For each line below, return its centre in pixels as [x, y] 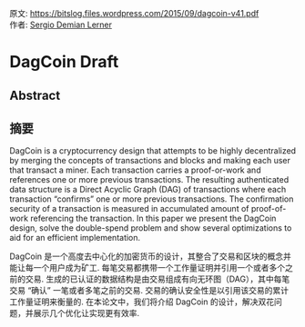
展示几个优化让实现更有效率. [86, 313]
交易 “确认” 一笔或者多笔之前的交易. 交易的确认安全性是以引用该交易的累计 [149, 291]
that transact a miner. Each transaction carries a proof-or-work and [135, 170]
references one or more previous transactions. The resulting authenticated [149, 180]
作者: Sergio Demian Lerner [61, 25]
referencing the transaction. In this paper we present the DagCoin [153, 218]
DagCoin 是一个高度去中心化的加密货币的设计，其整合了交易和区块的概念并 [150, 256]
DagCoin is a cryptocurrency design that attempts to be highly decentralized [153, 151]
